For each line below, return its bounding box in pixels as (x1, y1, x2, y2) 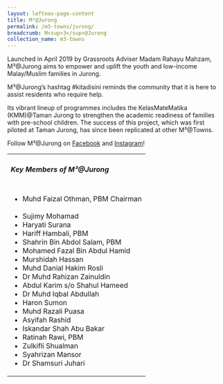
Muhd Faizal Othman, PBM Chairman (22, 194, 142, 204)
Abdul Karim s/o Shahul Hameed (22, 281, 128, 291)
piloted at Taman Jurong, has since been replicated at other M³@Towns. (7, 126, 214, 134)
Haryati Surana (22, 220, 71, 230)
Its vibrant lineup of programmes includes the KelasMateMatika (7, 104, 188, 112)
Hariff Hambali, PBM (22, 229, 89, 239)
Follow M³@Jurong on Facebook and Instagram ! (7, 139, 145, 147)
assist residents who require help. (7, 91, 104, 99)
